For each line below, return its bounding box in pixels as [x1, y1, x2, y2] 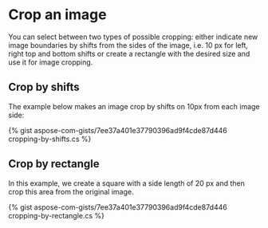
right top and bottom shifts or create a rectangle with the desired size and [8, 49, 250, 58]
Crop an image [8, 6, 107, 24]
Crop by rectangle [8, 157, 100, 171]
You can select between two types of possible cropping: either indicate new [8, 32, 258, 41]
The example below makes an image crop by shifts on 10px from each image [8, 101, 261, 111]
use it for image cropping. [8, 57, 93, 67]
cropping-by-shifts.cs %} [8, 134, 92, 143]
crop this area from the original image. [8, 187, 134, 196]
